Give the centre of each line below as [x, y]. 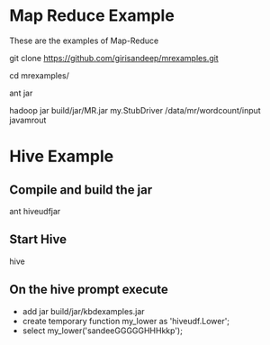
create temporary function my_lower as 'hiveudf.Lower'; [126, 321]
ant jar [21, 93]
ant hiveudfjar [35, 211]
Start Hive [38, 240]
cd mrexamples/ [39, 75]
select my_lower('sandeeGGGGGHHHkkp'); [102, 331]
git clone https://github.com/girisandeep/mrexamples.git [114, 58]
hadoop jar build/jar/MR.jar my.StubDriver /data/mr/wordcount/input [135, 110]
